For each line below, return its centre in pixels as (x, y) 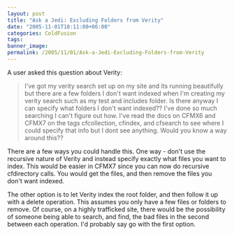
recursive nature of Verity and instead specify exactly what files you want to (117, 158)
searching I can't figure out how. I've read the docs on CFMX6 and (120, 115)
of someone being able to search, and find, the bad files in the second (108, 216)
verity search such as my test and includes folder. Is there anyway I (121, 100)
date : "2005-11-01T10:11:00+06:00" (59, 26)
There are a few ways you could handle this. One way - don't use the (107, 151)
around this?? (44, 137)
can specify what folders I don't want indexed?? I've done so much (121, 108)
